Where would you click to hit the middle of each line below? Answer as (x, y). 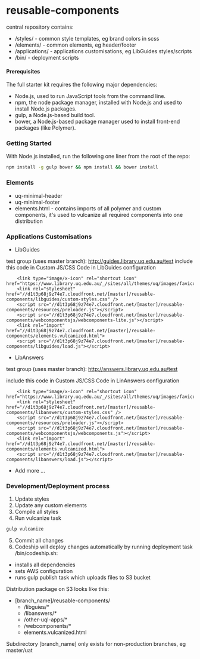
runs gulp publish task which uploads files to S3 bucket (82, 578)
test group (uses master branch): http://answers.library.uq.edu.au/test (92, 369)
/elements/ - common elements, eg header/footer (76, 45)
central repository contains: (40, 27)
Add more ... (30, 470)
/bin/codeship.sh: (36, 553)
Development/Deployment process (58, 486)
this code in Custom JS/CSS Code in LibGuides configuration (81, 267)
